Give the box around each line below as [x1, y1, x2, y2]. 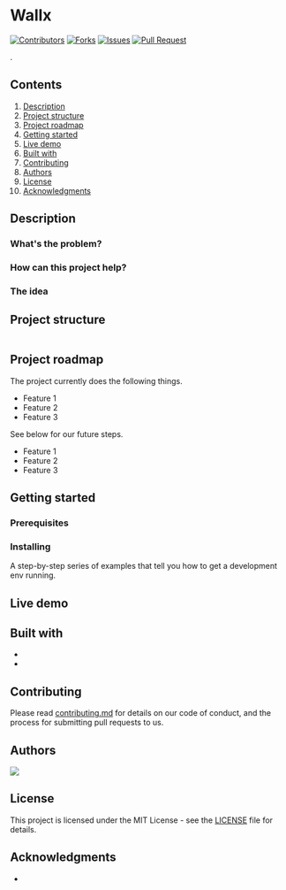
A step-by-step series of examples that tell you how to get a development [10, 561, 277, 572]
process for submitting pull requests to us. [10, 717, 164, 728]
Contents [10, 77, 63, 93]
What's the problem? [10, 238, 102, 250]
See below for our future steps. [10, 428, 124, 439]
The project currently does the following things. [10, 375, 184, 386]
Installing [10, 541, 51, 553]
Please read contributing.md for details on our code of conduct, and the [10, 708, 272, 718]
